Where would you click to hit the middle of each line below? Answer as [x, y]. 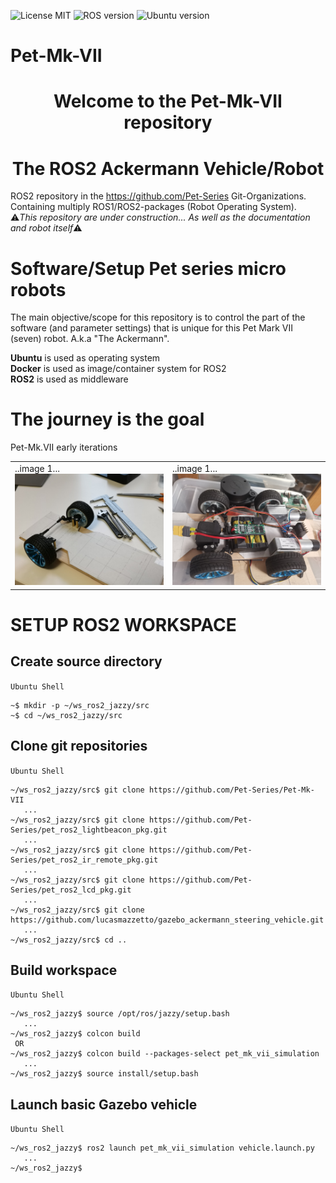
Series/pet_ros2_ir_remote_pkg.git [84, 860]
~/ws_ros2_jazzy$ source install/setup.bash [104, 1074]
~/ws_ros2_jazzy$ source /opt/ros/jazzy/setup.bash [120, 1014]
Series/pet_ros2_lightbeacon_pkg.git [89, 830]
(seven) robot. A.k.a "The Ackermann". [90, 339]
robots [38, 289]
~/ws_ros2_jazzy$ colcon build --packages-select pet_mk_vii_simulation [165, 1054]
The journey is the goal [107, 419]
